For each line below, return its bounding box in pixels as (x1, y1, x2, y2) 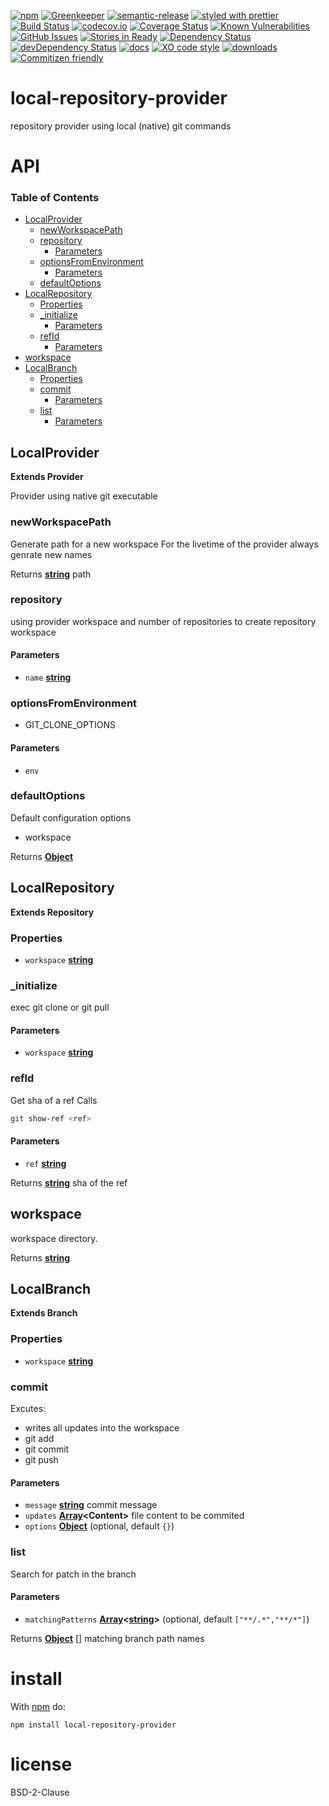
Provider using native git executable (10, 490, 158, 502)
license (10, 1753, 73, 1775)
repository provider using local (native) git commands (10, 120, 232, 132)
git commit (24, 1443, 70, 1455)
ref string (24, 1157, 67, 1169)
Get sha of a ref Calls (10, 1094, 98, 1106)
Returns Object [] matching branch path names (10, 1632, 205, 1644)
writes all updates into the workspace (24, 1422, 180, 1434)
